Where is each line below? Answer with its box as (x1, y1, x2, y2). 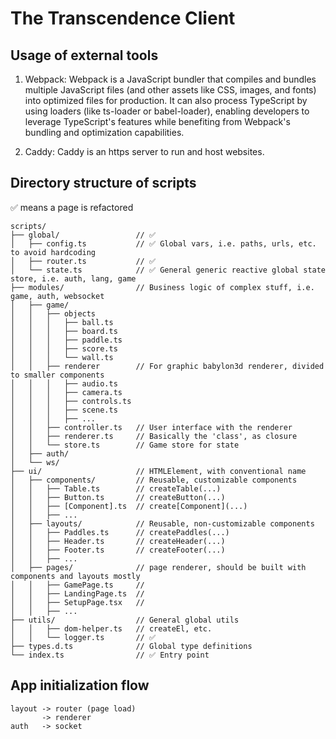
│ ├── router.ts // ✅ (10, 256, 156, 266)
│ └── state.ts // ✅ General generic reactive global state (10, 265, 327, 275)
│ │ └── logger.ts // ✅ (10, 632, 156, 642)
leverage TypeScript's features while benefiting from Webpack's (24, 116, 291, 127)
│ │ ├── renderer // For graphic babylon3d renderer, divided (10, 361, 325, 371)
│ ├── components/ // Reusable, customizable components (10, 475, 298, 485)
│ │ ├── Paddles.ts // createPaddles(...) (10, 527, 230, 537)
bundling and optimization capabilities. (24, 127, 185, 138)
